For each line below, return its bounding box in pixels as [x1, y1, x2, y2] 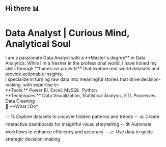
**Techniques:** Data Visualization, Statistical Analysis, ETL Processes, [5, 93, 157, 99]
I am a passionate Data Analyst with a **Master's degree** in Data [5, 55, 146, 61]
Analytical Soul [5, 38, 71, 49]
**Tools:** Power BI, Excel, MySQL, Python [5, 87, 97, 93]
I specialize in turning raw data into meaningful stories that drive [5, 76, 140, 82]
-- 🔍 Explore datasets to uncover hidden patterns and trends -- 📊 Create [5, 113, 159, 120]
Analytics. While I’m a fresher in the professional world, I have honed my [5, 60, 157, 66]
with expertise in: [23, 82, 60, 88]
